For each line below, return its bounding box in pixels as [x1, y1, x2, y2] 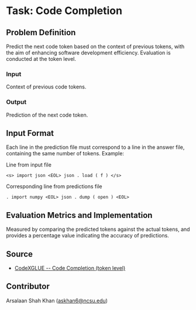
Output [6, 98, 27, 106]
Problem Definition [6, 28, 76, 38]
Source [6, 249, 33, 259]
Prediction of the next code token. [6, 111, 88, 118]
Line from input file [6, 161, 51, 168]
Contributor [6, 281, 50, 291]
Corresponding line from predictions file [6, 183, 102, 190]
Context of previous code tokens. [6, 83, 87, 90]
